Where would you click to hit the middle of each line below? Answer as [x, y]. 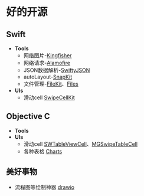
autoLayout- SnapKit [48, 77]
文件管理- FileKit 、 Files [51, 84]
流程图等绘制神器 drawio [45, 187]
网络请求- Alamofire [47, 63]
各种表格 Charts [43, 151]
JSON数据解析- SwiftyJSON [57, 70]
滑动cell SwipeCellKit [49, 97]
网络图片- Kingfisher [48, 55]
